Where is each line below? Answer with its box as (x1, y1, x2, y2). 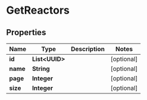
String (32, 65, 50, 73)
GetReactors (6, 4, 70, 17)
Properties (6, 27, 46, 37)
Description (70, 45, 105, 53)
